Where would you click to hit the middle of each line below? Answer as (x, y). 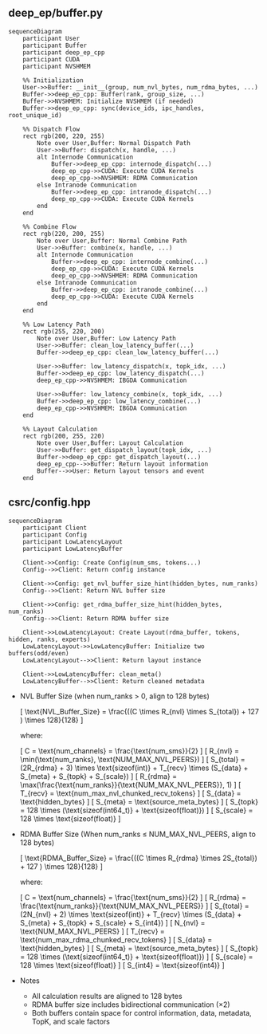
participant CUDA (51, 59)
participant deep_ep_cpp (64, 52)
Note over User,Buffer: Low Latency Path (107, 338)
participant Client (55, 528)
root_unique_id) (35, 115)
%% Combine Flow (50, 226)
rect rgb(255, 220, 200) (64, 331)
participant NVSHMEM (57, 66)
